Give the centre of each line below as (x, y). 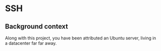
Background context (36, 26)
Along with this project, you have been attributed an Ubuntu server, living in (81, 38)
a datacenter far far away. (31, 43)
